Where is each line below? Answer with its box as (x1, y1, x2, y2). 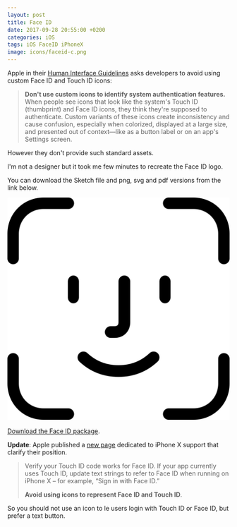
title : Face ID (7, 18, 52, 26)
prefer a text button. (7, 511, 66, 520)
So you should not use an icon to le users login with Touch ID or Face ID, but (7, 504, 229, 512)
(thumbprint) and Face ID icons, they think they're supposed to (24, 105, 207, 113)
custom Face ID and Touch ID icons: (7, 76, 113, 85)
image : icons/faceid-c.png (7, 49, 87, 56)
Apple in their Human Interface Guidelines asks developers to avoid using (7, 69, 221, 77)
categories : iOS (7, 34, 55, 41)
